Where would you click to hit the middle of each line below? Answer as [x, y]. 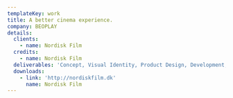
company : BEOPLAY [32, 26]
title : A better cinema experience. [60, 20]
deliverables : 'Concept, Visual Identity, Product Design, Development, [121, 65]
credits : [26, 52]
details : [20, 33]
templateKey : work [34, 13]
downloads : [29, 71]
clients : [26, 39]
